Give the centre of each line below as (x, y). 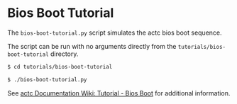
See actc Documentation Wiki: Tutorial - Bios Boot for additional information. (119, 93)
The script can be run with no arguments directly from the (92, 46)
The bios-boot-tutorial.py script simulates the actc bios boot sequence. (115, 33)
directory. (65, 54)
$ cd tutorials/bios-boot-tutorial (60, 67)
